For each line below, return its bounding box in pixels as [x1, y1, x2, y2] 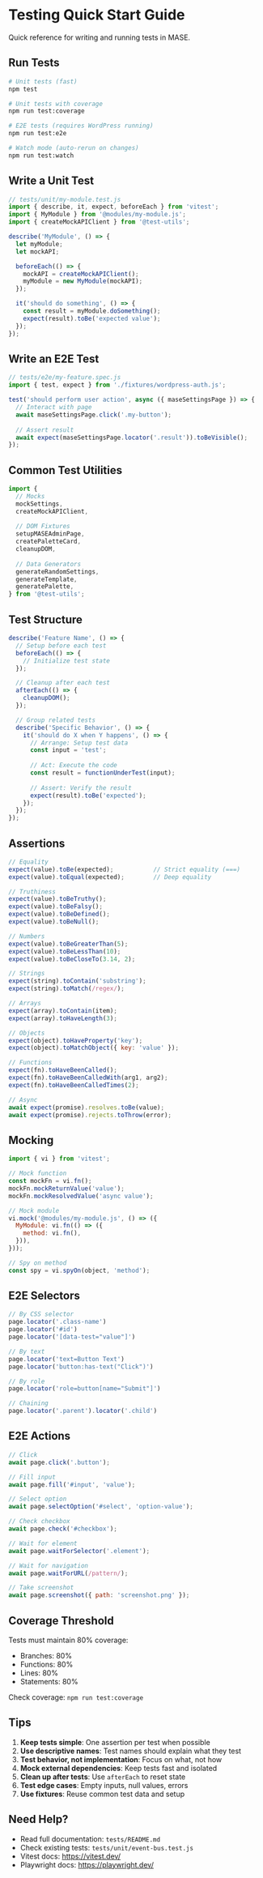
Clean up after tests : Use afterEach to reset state [19, 1772, 186, 1782]
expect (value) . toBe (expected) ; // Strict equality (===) [8, 865, 241, 873]
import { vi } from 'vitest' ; [8, 1155, 111, 1163]
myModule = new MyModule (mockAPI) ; [23, 277, 143, 285]
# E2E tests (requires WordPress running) [8, 122, 154, 130]
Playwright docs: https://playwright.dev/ [19, 1859, 154, 1869]
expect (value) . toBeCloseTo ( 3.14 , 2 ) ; [8, 954, 136, 963]
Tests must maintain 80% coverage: [8, 1635, 129, 1645]
